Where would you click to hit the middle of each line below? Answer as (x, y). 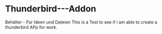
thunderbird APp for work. (31, 27)
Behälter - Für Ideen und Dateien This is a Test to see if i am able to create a (81, 22)
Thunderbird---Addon (51, 9)
